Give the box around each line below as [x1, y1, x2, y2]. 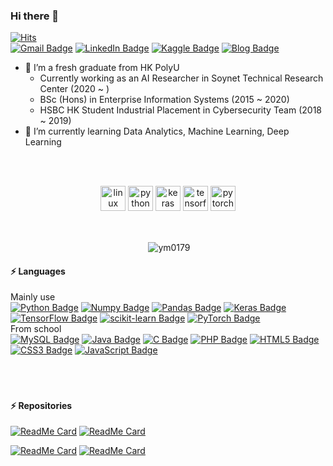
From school [10, 323, 62, 335]
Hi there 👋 [10, 9, 60, 23]
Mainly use [10, 291, 56, 303]
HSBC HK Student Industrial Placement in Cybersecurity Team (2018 [39, 104, 323, 116]
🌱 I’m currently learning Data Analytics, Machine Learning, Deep [24, 125, 290, 138]
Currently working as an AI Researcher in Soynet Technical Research [39, 72, 324, 84]
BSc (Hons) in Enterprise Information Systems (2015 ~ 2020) [39, 94, 290, 106]
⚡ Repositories [10, 399, 73, 411]
